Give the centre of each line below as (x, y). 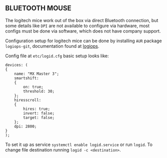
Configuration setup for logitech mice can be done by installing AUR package (83, 41)
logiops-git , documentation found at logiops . (52, 46)
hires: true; (37, 109)
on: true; (33, 87)
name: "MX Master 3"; (36, 74)
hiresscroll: (28, 100)
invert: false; (39, 113)
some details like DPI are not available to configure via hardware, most (77, 26)
